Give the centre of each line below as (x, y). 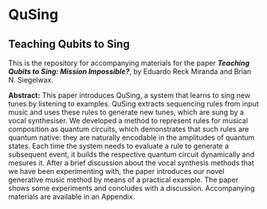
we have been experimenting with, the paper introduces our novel (116, 171)
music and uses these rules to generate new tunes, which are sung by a (126, 112)
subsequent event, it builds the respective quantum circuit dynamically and (132, 154)
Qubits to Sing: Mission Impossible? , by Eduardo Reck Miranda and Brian (130, 72)
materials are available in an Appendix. (72, 197)
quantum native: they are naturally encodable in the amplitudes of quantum (132, 137)
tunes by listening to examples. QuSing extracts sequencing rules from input (133, 104)
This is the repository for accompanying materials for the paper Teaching (129, 63)
